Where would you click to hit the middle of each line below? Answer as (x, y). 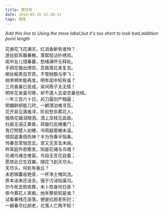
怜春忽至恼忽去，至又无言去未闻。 (40, 143)
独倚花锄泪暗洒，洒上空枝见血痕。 (40, 118)
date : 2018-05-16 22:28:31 (33, 15)
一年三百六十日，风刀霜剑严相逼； (40, 99)
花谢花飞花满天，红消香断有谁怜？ (40, 49)
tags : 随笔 (16, 19)
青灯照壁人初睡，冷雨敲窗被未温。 (40, 130)
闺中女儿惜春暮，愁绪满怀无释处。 (40, 62)
